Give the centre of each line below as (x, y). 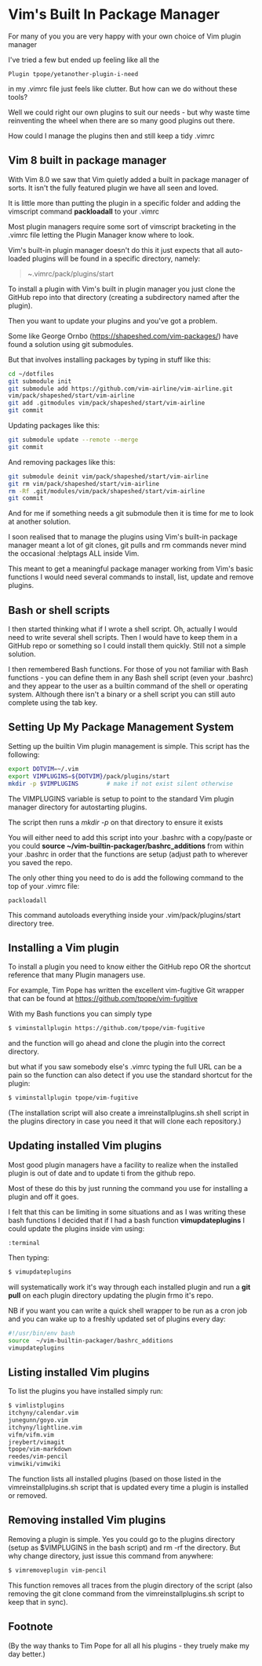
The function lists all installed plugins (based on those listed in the (115, 1479)
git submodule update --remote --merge (73, 440)
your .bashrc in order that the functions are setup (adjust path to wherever (128, 854)
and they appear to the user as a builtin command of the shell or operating (128, 686)
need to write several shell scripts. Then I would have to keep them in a (123, 638)
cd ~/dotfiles (31, 374)
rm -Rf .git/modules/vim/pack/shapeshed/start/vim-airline (107, 491)
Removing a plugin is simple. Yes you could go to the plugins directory (122, 1539)
